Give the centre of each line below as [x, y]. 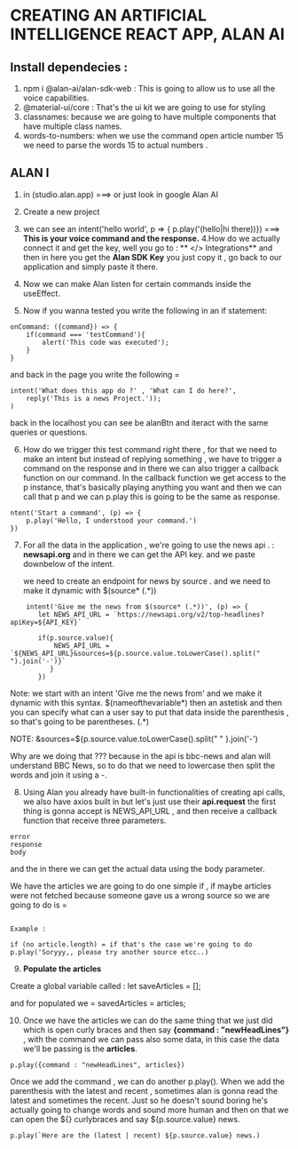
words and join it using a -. [59, 775]
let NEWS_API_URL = [74, 614]
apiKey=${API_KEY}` [46, 622]
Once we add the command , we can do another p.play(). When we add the [147, 1081]
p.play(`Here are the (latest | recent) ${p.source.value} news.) [135, 1135]
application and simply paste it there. [90, 267]
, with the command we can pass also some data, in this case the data [151, 1039]
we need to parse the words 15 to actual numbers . [115, 145]
